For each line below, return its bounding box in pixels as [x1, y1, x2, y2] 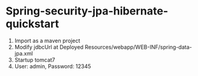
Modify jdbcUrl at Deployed [14, 43, 84, 51]
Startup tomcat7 [14, 56, 55, 63]
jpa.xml [14, 49, 33, 57]
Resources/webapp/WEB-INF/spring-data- [84, 43, 193, 51]
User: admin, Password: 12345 [14, 62, 92, 70]
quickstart [5, 17, 59, 31]
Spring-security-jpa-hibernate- [5, 4, 168, 18]
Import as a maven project [14, 37, 80, 44]
